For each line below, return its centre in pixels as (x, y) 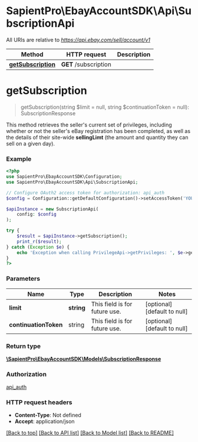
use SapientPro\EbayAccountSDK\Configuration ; (64, 177)
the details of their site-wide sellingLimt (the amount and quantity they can (97, 137)
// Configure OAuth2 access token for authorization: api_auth (85, 193)
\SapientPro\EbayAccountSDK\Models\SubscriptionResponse (84, 359)
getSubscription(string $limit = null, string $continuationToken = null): (105, 107)
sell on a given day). (30, 144)
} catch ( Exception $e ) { (38, 247)
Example (19, 159)
